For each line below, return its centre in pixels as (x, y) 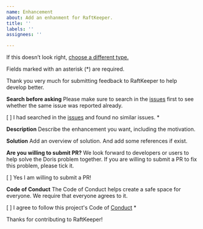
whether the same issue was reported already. (65, 106)
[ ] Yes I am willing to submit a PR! (49, 178)
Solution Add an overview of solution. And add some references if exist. (97, 141)
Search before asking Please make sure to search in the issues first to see (100, 99)
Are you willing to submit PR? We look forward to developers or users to (98, 153)
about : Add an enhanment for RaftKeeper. (60, 18)
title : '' (19, 23)
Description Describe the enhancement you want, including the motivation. (101, 129)
